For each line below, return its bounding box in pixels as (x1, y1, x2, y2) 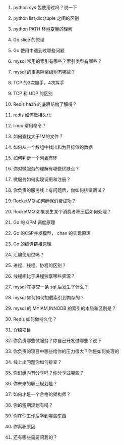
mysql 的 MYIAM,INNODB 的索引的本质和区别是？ (13, 305, 116, 311)
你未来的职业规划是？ (13, 381, 57, 386)
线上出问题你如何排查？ (13, 359, 62, 365)
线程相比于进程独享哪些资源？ (13, 273, 75, 279)
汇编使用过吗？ (13, 252, 44, 257)
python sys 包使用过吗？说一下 (13, 5, 78, 10)
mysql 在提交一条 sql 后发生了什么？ (13, 284, 89, 290)
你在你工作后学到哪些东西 (13, 413, 67, 419)
